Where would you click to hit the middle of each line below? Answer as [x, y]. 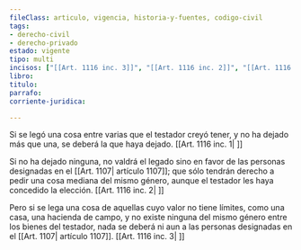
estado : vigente [40, 51]
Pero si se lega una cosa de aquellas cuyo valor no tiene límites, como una [147, 208]
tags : [19, 26]
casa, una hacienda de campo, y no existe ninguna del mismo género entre [148, 218]
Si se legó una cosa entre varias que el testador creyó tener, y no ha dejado [149, 135]
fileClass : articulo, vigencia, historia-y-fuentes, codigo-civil [136, 18]
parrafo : [26, 93]
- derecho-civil [40, 34]
